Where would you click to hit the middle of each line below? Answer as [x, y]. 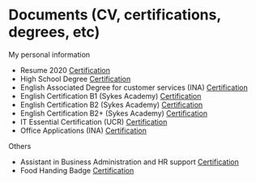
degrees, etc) [54, 32]
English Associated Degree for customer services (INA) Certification [134, 87]
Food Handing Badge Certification [77, 170]
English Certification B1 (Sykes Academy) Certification [111, 96]
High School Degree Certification [75, 79]
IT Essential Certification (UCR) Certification [94, 121]
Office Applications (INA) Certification [83, 130]
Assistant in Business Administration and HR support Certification [129, 162]
